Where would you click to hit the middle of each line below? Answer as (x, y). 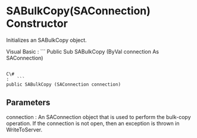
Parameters (28, 103)
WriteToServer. (24, 130)
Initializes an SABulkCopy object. (47, 40)
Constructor (37, 23)
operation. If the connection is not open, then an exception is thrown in (93, 123)
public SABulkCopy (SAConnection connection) (63, 84)
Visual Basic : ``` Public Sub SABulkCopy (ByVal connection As (83, 51)
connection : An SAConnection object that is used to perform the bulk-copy (99, 117)
